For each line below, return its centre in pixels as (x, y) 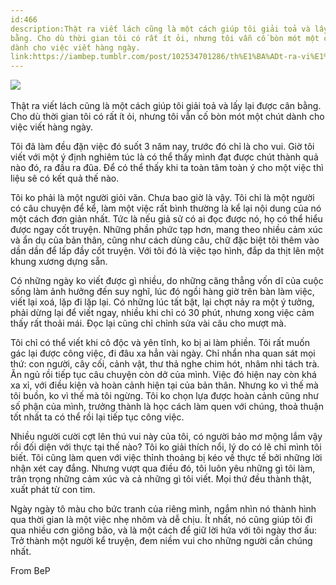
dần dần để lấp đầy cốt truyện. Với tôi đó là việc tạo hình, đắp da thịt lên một (167, 251)
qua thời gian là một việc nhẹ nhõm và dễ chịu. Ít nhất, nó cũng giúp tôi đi (161, 520)
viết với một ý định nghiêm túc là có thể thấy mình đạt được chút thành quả (164, 157)
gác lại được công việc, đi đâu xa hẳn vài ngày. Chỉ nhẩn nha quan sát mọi (163, 353)
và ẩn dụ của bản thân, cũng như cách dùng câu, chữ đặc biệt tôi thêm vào (165, 240)
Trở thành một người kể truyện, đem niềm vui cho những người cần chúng (161, 541)
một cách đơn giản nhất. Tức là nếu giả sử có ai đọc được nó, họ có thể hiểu (166, 219)
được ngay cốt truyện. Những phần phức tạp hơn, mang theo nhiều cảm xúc (166, 230)
